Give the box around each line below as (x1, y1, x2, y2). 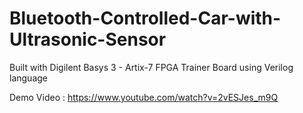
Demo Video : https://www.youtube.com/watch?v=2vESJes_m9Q (9, 91, 279, 103)
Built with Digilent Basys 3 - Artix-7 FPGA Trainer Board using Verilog (9, 61, 294, 73)
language (9, 72, 48, 84)
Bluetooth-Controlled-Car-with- (9, 7, 282, 30)
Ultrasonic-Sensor (9, 28, 167, 51)
